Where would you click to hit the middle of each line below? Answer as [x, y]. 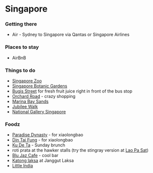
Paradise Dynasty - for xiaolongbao [48, 135]
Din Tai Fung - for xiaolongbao [42, 140]
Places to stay [22, 47]
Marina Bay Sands [30, 102]
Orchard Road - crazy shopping [44, 96]
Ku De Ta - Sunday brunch [39, 145]
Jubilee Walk [25, 107]
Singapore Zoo [27, 81]
